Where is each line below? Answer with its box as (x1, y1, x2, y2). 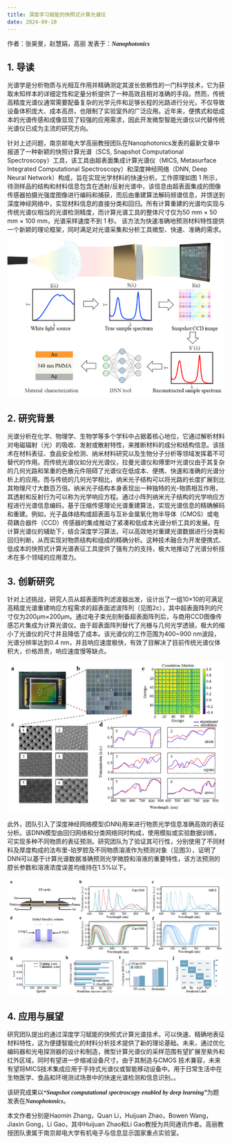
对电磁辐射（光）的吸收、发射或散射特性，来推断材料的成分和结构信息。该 (7, 441, 219, 449)
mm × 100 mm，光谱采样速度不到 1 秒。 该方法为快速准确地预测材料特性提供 (7, 217, 224, 225)
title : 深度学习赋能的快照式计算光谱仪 (7, 11, 106, 18)
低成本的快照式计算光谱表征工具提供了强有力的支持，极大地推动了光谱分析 (7, 545, 219, 553)
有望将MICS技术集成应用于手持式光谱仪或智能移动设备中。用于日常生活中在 (7, 1065, 222, 1073)
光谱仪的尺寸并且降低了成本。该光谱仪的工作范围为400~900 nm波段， (19, 630, 220, 638)
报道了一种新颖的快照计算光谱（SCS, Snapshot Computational (7, 147, 184, 156)
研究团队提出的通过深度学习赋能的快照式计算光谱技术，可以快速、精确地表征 (7, 1030, 225, 1039)
